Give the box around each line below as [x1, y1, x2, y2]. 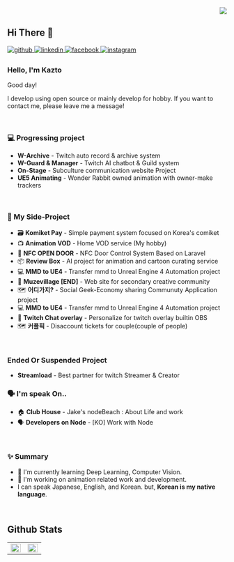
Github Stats [7, 523, 63, 536]
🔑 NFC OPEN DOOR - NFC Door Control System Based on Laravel [17, 249, 205, 257]
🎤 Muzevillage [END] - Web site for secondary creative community [17, 277, 210, 285]
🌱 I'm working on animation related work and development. [17, 475, 187, 483]
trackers [17, 181, 42, 190]
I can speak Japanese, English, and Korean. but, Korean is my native [17, 483, 216, 491]
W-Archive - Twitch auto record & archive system [17, 151, 161, 160]
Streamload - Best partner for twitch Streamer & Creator [17, 371, 180, 379]
